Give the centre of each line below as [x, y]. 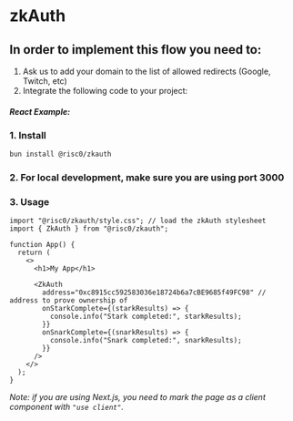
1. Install [28, 135]
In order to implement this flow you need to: [136, 50]
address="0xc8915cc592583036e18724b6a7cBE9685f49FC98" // [154, 293]
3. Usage [30, 202]
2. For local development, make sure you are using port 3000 [147, 178]
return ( [34, 253]
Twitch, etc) [45, 81]
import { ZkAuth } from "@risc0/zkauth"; [89, 229]
